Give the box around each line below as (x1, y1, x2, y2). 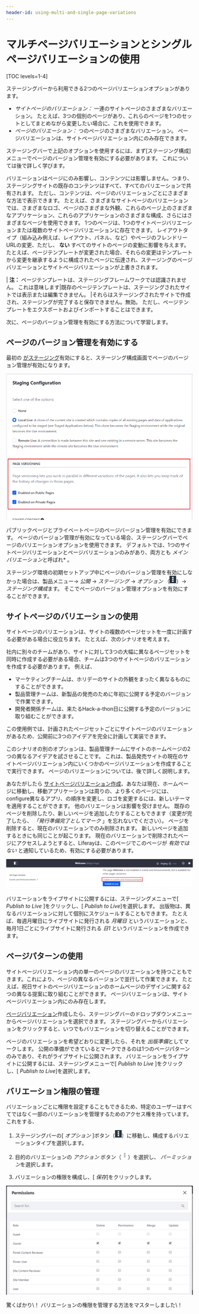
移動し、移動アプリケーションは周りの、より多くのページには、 (16, 788, 172, 795)
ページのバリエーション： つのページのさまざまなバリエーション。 (14, 127, 176, 134)
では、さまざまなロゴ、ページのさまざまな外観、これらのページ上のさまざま (6, 204, 193, 211)
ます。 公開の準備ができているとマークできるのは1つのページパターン (21, 1045, 191, 1052)
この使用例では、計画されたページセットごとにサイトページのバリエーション (6, 726, 193, 733)
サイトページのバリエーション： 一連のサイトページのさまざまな (14, 104, 172, 112)
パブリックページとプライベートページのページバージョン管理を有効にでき (6, 526, 188, 533)
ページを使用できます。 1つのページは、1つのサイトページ (26, 219, 167, 226)
